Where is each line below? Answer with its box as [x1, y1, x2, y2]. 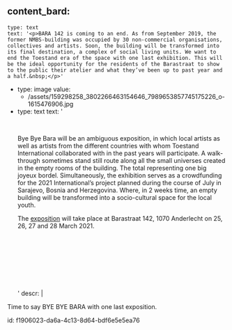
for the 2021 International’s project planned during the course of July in [17, 178, 222, 187]
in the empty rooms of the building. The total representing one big [17, 164, 207, 172]
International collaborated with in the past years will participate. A [17, 149, 206, 157]
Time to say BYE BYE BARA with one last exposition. [7, 302, 157, 311]
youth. [17, 201, 36, 209]
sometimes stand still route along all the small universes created [41, 156, 226, 164]
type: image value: [17, 85, 71, 93]
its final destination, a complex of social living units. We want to [7, 48, 217, 55]
